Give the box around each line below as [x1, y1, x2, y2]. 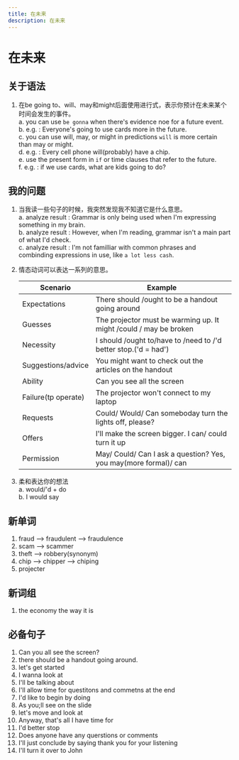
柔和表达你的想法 [18, 477, 69, 486]
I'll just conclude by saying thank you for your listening [18, 738, 178, 747]
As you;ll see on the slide [18, 700, 92, 709]
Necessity [21, 340, 56, 350]
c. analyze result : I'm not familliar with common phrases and [18, 243, 196, 252]
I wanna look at [18, 671, 63, 679]
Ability [21, 376, 43, 386]
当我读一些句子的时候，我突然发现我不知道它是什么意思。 [18, 205, 187, 214]
